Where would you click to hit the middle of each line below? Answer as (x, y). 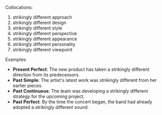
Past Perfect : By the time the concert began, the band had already (82, 102)
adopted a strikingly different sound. (51, 107)
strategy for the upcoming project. (48, 96)
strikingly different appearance (45, 39)
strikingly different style (37, 28)
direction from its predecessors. (46, 75)
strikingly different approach (42, 17)
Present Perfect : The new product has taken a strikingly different (81, 69)
